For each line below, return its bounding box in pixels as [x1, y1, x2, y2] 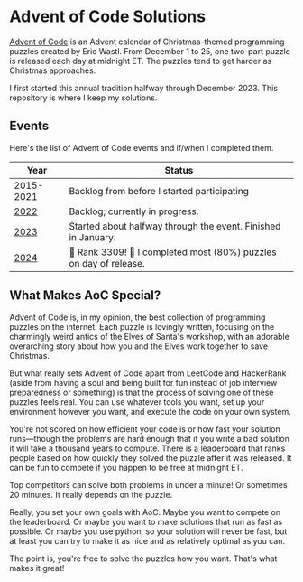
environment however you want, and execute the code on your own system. [9, 406, 291, 417]
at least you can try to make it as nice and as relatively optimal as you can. [9, 535, 286, 546]
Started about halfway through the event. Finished [69, 220, 281, 232]
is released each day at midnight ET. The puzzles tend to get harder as [9, 55, 272, 66]
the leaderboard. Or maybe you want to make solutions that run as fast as [9, 516, 282, 527]
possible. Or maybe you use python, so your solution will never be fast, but [9, 526, 288, 537]
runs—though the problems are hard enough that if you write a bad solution [9, 433, 290, 444]
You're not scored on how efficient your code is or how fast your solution [9, 423, 281, 435]
